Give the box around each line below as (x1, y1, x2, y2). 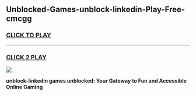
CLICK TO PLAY (6, 31, 51, 40)
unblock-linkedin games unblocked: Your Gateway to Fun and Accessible (6, 77, 187, 84)
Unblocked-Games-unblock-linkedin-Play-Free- (6, 5, 185, 15)
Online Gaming (6, 83, 43, 90)
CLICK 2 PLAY (6, 53, 47, 61)
